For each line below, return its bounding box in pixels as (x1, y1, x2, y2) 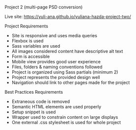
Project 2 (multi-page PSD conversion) (4, 4, 83, 10)
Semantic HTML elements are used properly (11, 104, 102, 109)
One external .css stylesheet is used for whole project (11, 120, 121, 125)
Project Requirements (4, 23, 49, 29)
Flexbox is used (11, 38, 44, 44)
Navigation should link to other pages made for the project (11, 79, 130, 85)
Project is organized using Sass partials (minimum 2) (11, 69, 118, 75)
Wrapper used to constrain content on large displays (11, 114, 118, 120)
